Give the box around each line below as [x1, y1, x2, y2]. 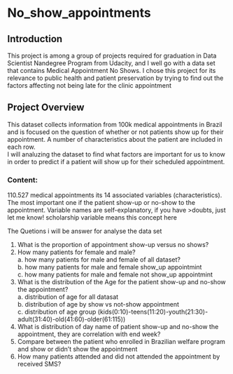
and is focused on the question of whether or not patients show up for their [7, 128, 224, 136]
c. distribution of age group [17, 307, 97, 316]
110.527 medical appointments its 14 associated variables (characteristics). [7, 191, 223, 199]
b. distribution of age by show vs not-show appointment [17, 300, 180, 309]
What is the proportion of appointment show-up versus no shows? [17, 241, 209, 249]
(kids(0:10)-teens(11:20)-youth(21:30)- [97, 307, 209, 316]
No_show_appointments [7, 5, 152, 21]
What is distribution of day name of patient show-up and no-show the [17, 323, 219, 331]
